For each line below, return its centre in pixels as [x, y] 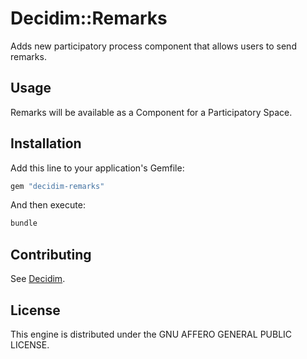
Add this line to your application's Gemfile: [97, 168]
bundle [24, 223]
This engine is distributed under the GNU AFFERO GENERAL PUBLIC [151, 334]
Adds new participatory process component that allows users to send [153, 46]
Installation [46, 143]
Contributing [51, 254]
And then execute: [48, 205]
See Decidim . [38, 279]
